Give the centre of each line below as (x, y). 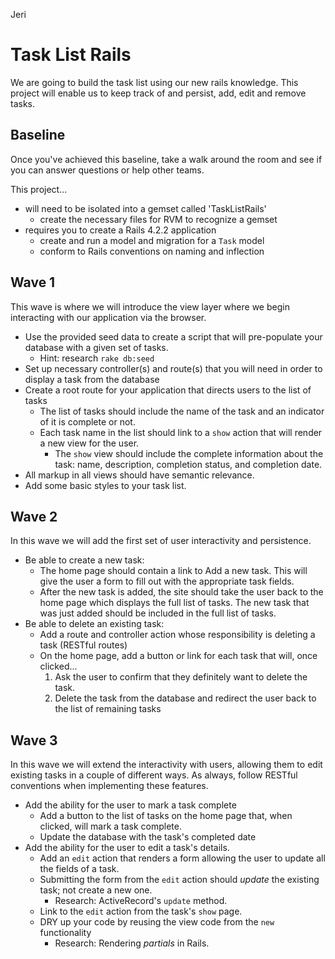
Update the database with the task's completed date (148, 837)
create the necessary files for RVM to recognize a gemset (158, 219)
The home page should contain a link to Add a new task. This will (173, 571)
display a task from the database (92, 379)
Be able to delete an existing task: (94, 624)
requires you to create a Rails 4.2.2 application (120, 230)
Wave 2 (34, 516)
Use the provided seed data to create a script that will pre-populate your (173, 336)
